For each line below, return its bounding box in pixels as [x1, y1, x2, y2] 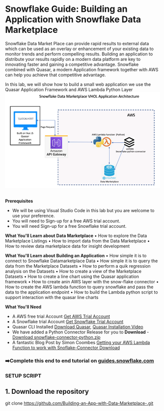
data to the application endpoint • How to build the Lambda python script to [5, 289, 158, 295]
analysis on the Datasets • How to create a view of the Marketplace [5, 268, 141, 274]
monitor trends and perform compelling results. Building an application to [5, 51, 153, 57]
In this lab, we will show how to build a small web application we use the [5, 81, 151, 87]
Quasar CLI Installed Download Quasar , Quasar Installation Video [12, 324, 143, 329]
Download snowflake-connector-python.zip [12, 334, 101, 340]
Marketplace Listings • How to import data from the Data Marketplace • [5, 238, 150, 244]
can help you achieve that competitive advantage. [5, 72, 106, 78]
